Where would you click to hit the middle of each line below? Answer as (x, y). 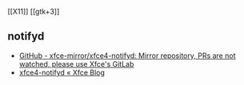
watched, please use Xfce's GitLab (76, 64)
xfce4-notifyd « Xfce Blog (62, 72)
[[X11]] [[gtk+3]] (34, 12)
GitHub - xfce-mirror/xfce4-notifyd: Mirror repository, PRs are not (127, 56)
